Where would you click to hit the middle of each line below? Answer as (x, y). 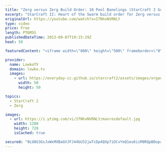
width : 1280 (26, 124)
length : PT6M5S (21, 33)
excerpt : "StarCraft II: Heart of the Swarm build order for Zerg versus (83, 14)
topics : (13, 96)
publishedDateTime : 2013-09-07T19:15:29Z (48, 38)
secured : (14, 142)
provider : (15, 60)
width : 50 (28, 83)
